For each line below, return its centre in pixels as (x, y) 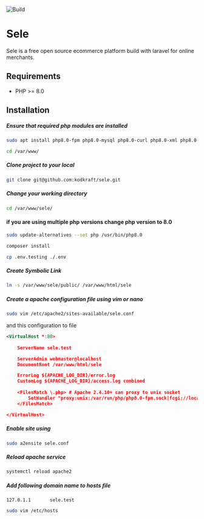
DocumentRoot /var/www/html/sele (59, 364)
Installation (28, 110)
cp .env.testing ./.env (36, 257)
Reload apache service (36, 457)
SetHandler (42, 398)
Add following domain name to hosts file (59, 485)
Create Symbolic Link (34, 270)
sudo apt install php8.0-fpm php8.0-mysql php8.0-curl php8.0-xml (92, 141)
